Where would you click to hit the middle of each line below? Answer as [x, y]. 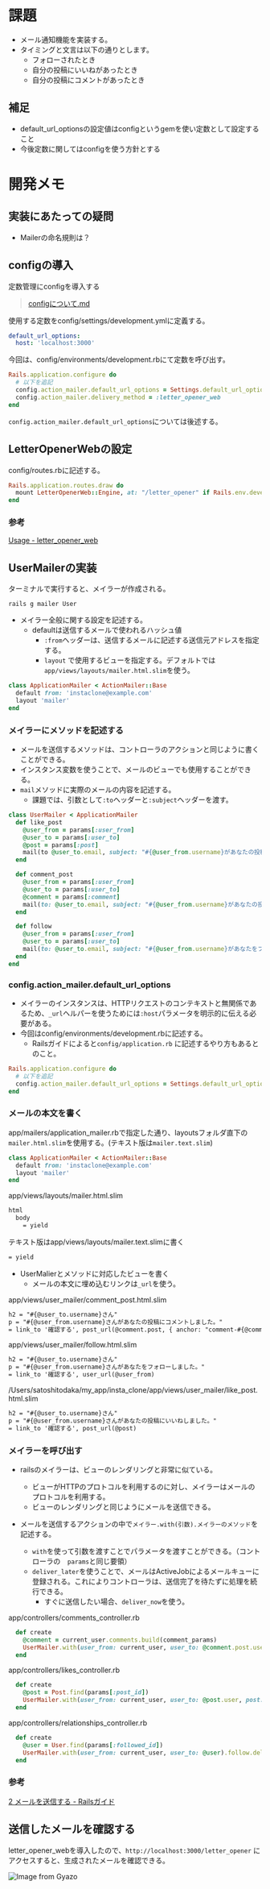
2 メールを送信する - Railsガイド [61, 1801]
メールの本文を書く [45, 1114]
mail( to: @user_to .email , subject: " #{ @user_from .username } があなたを [141, 949]
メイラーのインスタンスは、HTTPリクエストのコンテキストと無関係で [135, 1003]
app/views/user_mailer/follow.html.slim [73, 1345]
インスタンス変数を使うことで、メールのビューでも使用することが [129, 770]
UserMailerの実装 [53, 568]
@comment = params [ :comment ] [72, 897]
